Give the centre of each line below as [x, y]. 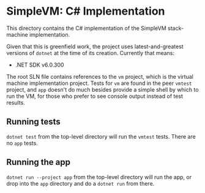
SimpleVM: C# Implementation [86, 11]
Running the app [38, 162]
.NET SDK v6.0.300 [39, 65]
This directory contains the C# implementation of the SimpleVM [86, 28]
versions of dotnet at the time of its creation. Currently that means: [91, 53]
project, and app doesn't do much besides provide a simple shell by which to [102, 89]
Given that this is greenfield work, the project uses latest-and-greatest [95, 46]
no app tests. [22, 143]
